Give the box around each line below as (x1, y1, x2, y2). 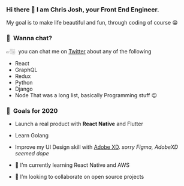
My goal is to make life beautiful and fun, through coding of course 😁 (6, 19, 178, 26)
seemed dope (14, 149, 49, 157)
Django (14, 85, 33, 92)
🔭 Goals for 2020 (6, 106, 58, 115)
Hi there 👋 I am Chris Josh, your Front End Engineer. (6, 5, 159, 14)
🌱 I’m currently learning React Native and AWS (14, 161, 130, 169)
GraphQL (14, 66, 38, 73)
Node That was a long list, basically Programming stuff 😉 (14, 91, 158, 98)
